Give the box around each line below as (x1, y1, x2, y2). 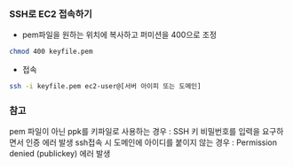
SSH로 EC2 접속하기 (9, 7, 92, 19)
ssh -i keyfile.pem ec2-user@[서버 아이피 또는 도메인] (9, 82, 202, 91)
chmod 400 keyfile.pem (9, 47, 93, 57)
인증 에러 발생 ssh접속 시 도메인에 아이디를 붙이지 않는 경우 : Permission (25, 137, 278, 148)
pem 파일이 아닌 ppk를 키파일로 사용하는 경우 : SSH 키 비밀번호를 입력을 (9, 126, 260, 137)
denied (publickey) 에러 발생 (9, 148, 111, 159)
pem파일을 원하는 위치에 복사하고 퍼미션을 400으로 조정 (21, 29, 218, 41)
